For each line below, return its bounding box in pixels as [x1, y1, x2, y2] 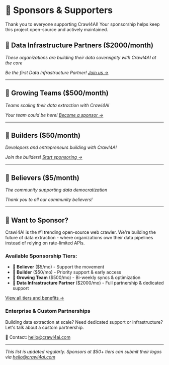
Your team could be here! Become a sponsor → [5, 112, 104, 118]
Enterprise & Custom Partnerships [5, 308, 91, 315]
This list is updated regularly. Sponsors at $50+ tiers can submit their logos [5, 348, 162, 354]
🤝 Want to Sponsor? [5, 216, 69, 224]
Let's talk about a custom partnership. [5, 324, 84, 330]
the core [5, 60, 23, 66]
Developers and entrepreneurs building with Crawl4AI [5, 144, 117, 150]
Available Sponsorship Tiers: [5, 252, 77, 259]
